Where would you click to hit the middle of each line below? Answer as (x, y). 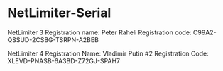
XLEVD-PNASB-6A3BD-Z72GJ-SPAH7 (64, 60)
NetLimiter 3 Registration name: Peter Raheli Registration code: (99, 32)
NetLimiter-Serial (59, 13)
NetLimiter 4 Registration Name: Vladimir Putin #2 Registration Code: (108, 53)
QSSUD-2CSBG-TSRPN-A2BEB (53, 39)
